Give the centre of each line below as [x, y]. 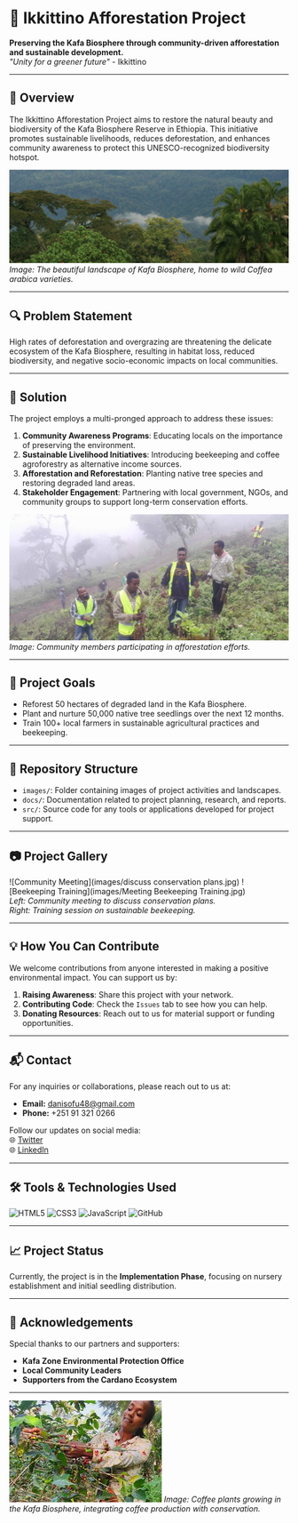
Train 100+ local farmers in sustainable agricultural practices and [141, 723]
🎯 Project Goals [52, 683]
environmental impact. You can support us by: [93, 977]
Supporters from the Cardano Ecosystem [99, 1380]
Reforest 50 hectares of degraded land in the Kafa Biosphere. [134, 704]
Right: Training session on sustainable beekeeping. [102, 910]
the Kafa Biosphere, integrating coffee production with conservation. [135, 1509]
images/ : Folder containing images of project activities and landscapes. [152, 790]
